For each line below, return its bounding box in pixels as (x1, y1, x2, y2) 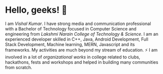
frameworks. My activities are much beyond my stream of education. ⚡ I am (5, 47, 158, 53)
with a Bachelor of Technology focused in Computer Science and (5, 25, 137, 31)
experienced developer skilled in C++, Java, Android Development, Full (5, 36, 148, 42)
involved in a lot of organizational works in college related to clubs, (5, 54, 140, 60)
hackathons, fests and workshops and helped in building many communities (5, 59, 159, 65)
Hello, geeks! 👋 (5, 4, 68, 16)
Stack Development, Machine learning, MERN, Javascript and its (5, 41, 135, 47)
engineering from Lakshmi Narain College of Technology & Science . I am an (5, 31, 159, 37)
